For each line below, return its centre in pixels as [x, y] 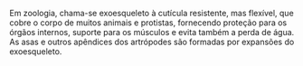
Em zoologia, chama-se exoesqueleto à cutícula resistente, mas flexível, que [151, 13]
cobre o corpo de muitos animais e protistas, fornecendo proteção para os [148, 23]
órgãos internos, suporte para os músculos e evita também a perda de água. [152, 32]
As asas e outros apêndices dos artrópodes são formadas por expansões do [152, 42]
